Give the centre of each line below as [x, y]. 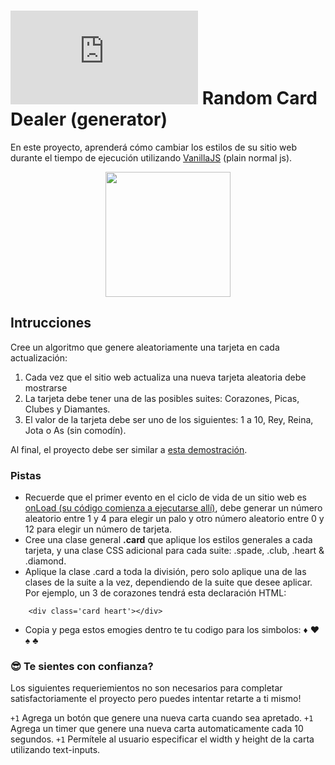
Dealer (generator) [89, 119]
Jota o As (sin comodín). [75, 430]
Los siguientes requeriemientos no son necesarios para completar [146, 688]
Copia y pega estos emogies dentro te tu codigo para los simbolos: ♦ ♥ [172, 630]
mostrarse [46, 387]
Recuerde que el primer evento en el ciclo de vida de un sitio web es [165, 497]
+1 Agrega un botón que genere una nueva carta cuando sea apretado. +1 [162, 718]
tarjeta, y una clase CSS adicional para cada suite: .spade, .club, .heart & [174, 551]
